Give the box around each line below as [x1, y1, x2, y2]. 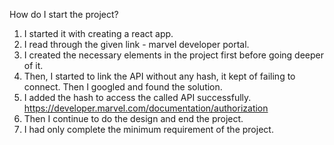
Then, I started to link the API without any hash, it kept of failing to [23, 70, 296, 82]
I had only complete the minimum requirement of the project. [23, 124, 274, 135]
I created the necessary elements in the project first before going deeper [23, 49, 324, 61]
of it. [23, 60, 44, 71]
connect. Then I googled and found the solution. [23, 81, 223, 93]
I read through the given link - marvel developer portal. [23, 39, 250, 50]
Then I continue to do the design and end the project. [23, 113, 244, 124]
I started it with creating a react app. [23, 28, 174, 39]
